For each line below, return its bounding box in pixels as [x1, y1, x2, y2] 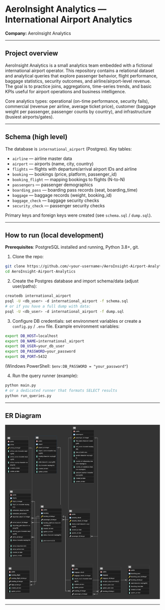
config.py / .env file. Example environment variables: [12, 323, 120, 329]
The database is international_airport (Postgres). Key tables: [5, 146, 132, 152]
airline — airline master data [12, 155, 72, 161]
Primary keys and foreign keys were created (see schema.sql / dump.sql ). [5, 212, 152, 218]
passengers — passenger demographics [12, 182, 93, 188]
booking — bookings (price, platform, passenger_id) [12, 171, 117, 177]
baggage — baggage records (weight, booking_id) [12, 192, 112, 198]
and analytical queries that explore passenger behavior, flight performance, [5, 73, 158, 78]
